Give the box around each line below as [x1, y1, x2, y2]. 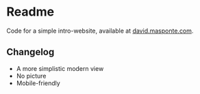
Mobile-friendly [16, 79, 61, 87]
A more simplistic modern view [16, 64, 104, 72]
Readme [6, 4, 55, 20]
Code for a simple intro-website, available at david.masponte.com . [6, 27, 194, 35]
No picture [16, 72, 47, 80]
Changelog [6, 46, 55, 58]
